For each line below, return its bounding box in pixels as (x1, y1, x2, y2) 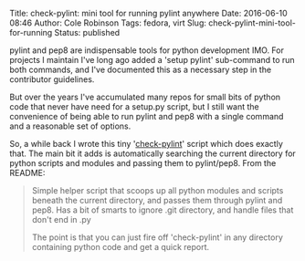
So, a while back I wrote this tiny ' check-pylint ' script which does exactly (9, 139, 283, 149)
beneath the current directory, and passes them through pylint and (31, 195, 283, 205)
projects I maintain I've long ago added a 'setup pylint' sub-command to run (9, 55, 295, 65)
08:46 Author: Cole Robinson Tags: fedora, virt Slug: (9, 17, 207, 28)
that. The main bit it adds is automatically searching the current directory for (9, 148, 297, 159)
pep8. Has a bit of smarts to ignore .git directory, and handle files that (31, 204, 294, 215)
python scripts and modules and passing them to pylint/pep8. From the (9, 158, 277, 168)
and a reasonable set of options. (9, 120, 131, 131)
